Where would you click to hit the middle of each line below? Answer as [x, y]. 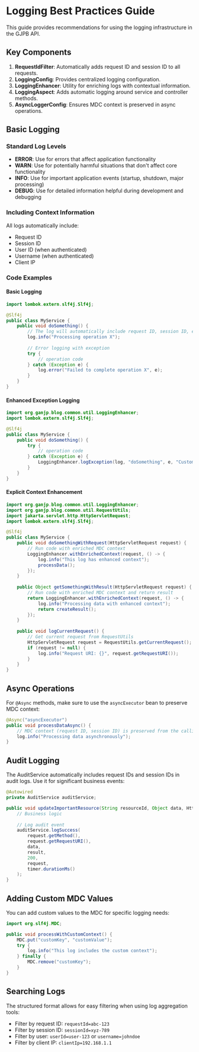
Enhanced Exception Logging [43, 400]
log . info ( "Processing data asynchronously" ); [74, 736]
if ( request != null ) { [57, 648]
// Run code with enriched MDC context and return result [100, 593]
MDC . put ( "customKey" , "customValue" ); [65, 940]
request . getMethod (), [54, 836]
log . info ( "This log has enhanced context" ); [94, 559]
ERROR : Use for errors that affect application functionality [85, 159]
